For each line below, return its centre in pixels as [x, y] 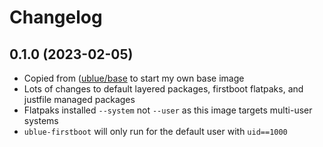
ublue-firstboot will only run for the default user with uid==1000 [155, 131]
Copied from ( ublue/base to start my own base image [134, 78]
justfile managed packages [79, 99]
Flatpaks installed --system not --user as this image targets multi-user [168, 110]
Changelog [56, 17]
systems [41, 120]
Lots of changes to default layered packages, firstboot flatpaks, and [163, 89]
